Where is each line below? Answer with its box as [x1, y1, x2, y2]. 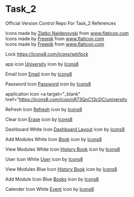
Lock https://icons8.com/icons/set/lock [5, 51, 89, 57]
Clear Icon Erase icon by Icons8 [5, 116, 73, 122]
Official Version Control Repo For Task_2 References [5, 20, 117, 26]
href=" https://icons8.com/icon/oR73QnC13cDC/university [5, 96, 127, 102]
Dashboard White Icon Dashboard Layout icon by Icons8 [5, 126, 125, 132]
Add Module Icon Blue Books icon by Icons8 [5, 176, 99, 182]
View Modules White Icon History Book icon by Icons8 [5, 146, 120, 152]
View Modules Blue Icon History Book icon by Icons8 [5, 166, 117, 172]
